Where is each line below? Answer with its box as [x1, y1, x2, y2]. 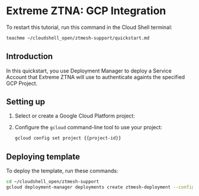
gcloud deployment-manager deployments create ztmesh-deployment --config [6, 184, 195, 190]
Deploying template [6, 152, 81, 162]
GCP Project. [6, 80, 38, 87]
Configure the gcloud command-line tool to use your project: [14, 124, 163, 131]
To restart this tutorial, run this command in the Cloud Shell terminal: [6, 24, 173, 31]
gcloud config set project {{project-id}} [14, 135, 121, 141]
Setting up [6, 97, 46, 107]
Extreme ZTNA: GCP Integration [6, 4, 166, 18]
